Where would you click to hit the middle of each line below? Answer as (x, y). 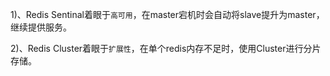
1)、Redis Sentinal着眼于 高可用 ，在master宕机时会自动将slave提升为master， (167, 14)
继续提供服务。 (41, 27)
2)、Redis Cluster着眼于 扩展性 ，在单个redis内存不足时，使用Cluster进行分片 (166, 48)
